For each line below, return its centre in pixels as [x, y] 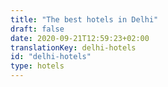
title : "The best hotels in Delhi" [84, 19]
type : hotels [37, 66]
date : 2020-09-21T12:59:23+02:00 [80, 38]
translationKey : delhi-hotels [73, 47]
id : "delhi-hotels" [51, 57]
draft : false [37, 29]
